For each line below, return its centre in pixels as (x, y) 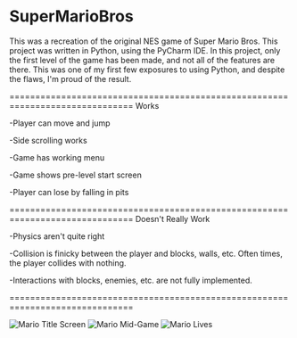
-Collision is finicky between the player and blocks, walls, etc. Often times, (146, 253)
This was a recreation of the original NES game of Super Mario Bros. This (144, 41)
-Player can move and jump (60, 123)
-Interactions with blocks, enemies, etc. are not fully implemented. (131, 280)
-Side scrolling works (48, 140)
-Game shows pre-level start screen (76, 175)
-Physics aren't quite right (57, 236)
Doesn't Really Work (173, 218)
